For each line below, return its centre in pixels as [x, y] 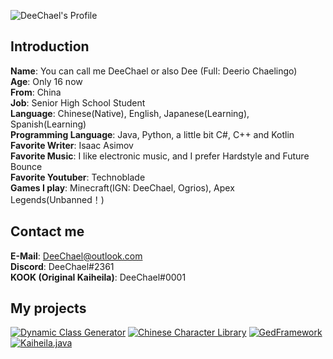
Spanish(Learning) [48, 124]
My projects [48, 308]
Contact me [47, 231]
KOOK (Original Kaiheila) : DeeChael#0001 [98, 277]
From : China [36, 92]
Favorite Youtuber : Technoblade [78, 177]
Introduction [50, 46]
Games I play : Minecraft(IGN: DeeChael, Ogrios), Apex [122, 187]
